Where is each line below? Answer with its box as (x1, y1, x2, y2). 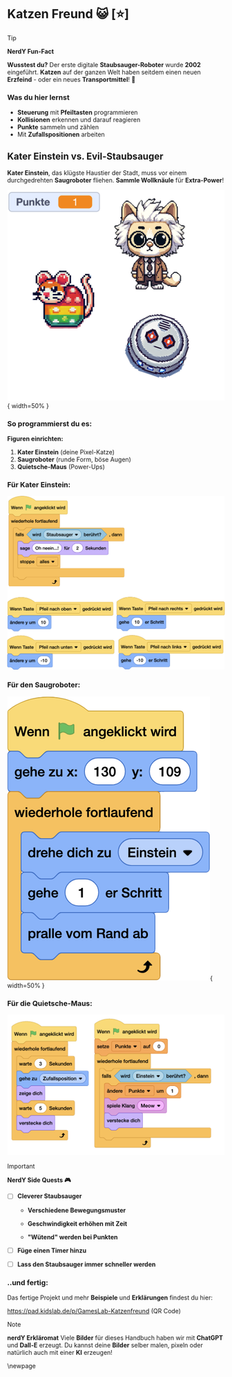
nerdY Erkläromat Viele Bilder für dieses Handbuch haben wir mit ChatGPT (7, 1333, 223, 1342)
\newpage (7, 1361, 37, 1370)
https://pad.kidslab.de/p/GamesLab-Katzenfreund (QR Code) (7, 1306, 182, 1315)
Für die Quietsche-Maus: (7, 998, 93, 1008)
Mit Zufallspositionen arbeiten (17, 130, 105, 139)
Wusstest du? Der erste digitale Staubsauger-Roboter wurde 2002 (7, 60, 202, 68)
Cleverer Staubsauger (17, 1192, 82, 1201)
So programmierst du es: (7, 418, 92, 428)
